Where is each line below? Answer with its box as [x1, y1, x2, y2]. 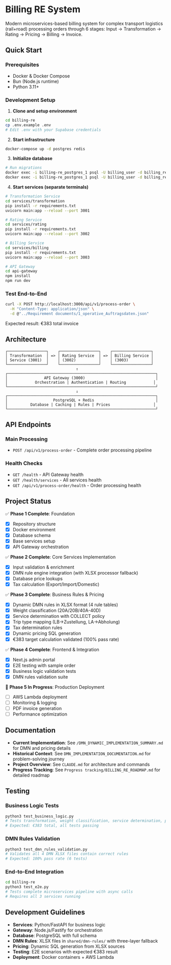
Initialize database [12, 155, 52, 161]
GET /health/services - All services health [12, 477, 102, 483]
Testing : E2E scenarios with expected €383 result [12, 948, 118, 955]
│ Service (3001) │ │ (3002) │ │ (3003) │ [5, 357, 154, 362]
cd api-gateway [5, 269, 38, 274]
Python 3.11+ [12, 83, 40, 90]
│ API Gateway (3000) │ [5, 375, 158, 380]
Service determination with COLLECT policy [12, 613, 105, 619]
